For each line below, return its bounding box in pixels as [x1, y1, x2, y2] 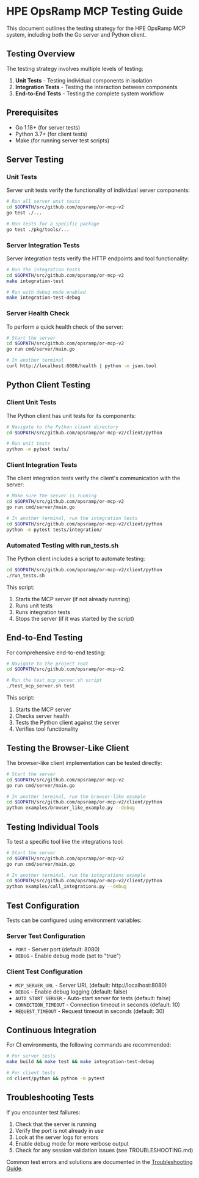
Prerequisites [6, 108, 59, 118]
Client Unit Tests [6, 398, 57, 407]
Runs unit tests [15, 602, 53, 609]
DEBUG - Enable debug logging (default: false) [15, 988, 128, 995]
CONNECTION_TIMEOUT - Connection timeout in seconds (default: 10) [15, 1001, 180, 1008]
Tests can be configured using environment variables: [6, 916, 142, 924]
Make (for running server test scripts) [15, 136, 110, 144]
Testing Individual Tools [6, 822, 99, 832]
